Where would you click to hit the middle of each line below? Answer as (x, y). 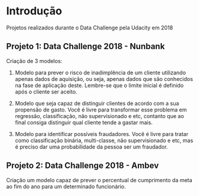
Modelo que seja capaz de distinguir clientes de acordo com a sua (97, 103)
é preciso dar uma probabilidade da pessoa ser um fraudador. (91, 147)
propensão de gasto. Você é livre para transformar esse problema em (101, 110)
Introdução (34, 11)
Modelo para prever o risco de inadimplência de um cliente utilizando (100, 73)
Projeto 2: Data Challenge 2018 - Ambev (82, 166)
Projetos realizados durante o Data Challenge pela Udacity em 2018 (90, 28)
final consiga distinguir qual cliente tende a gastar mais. (84, 122)
